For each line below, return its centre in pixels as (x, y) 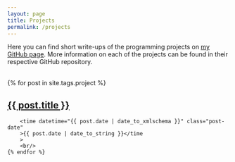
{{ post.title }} (39, 105)
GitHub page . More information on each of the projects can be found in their (118, 54)
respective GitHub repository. (50, 62)
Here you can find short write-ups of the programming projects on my (108, 47)
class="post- (206, 122)
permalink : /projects (39, 27)
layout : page (26, 14)
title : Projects (31, 20)
